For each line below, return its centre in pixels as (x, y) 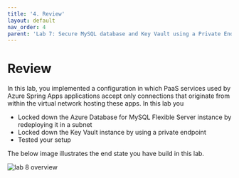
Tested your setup (44, 140)
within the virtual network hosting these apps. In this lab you (96, 104)
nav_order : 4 (27, 27)
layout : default (31, 21)
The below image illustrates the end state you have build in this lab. (106, 154)
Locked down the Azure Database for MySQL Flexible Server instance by (124, 117)
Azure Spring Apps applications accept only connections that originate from (118, 96)
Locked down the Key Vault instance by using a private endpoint (112, 133)
